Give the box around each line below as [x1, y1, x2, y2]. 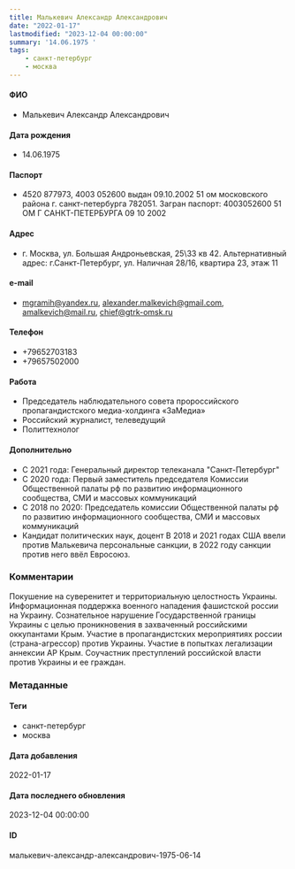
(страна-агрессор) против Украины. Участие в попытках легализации [9, 638, 273, 649]
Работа [9, 376, 37, 387]
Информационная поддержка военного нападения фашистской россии [9, 600, 279, 611]
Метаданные [9, 679, 69, 691]
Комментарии [9, 571, 73, 583]
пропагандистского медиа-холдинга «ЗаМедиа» [21, 405, 206, 416]
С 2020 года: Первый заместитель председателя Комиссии [21, 473, 249, 484]
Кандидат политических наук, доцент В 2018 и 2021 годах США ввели [21, 530, 286, 541]
